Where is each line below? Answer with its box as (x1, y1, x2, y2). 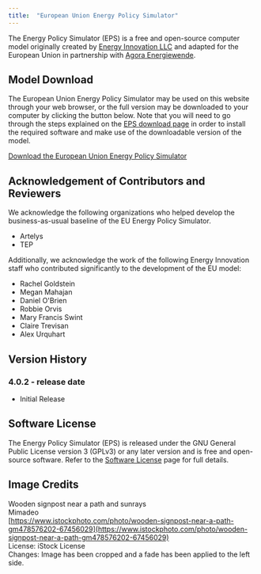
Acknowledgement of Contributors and (8, 174, 206, 188)
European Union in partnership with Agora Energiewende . (8, 50, 196, 59)
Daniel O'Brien (19, 296, 67, 306)
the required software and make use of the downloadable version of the (8, 127, 242, 137)
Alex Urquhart (19, 329, 66, 339)
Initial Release (19, 393, 66, 404)
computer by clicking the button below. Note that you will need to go (8, 111, 231, 120)
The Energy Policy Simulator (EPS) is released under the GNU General (8, 438, 236, 447)
